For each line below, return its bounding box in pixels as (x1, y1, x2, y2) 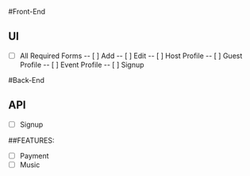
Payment (19, 151, 49, 160)
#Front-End (8, 7, 46, 16)
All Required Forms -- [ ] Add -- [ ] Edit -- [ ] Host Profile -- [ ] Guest (19, 51, 243, 61)
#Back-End (8, 75, 45, 84)
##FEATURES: (8, 135, 55, 145)
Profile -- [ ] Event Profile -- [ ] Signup (19, 60, 144, 69)
